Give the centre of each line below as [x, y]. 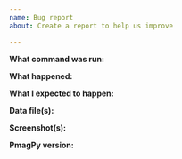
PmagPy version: [41, 145]
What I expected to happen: [62, 93]
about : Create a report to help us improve [91, 26]
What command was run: [57, 59]
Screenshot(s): [38, 127]
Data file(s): [32, 110]
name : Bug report [41, 17]
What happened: [41, 76]
